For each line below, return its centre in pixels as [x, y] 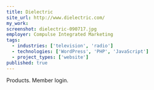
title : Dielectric [30, 12]
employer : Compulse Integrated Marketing [60, 35]
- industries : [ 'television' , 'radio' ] [63, 46]
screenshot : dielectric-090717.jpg [52, 29]
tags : [13, 40]
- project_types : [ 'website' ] [50, 57]
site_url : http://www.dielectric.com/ [56, 18]
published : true [27, 63]
